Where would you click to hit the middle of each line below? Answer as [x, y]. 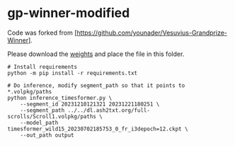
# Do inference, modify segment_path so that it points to [96, 85]
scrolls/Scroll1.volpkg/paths [52, 116]
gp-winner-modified [69, 13]
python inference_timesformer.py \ [60, 98]
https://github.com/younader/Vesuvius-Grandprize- [152, 33]
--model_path [39, 123]
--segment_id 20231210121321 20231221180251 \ [90, 104]
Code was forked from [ [42, 33]
